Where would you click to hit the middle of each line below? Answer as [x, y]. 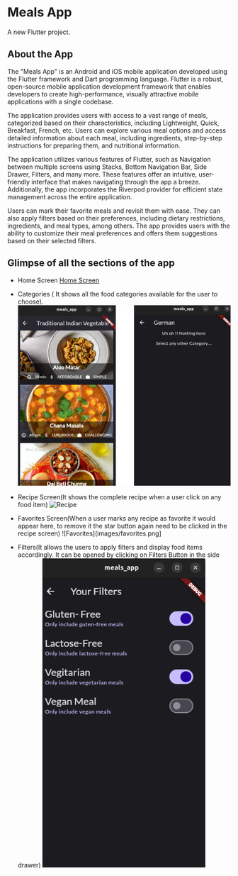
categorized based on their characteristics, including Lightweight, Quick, [113, 123]
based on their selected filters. [52, 240]
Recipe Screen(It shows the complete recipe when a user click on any [119, 497]
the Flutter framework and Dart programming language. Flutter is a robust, [115, 79]
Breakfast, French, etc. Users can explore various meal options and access [117, 130]
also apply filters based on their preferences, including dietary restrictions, [116, 218]
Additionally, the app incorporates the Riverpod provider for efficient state [115, 189]
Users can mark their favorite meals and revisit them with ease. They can [114, 211]
